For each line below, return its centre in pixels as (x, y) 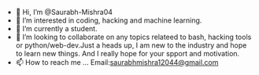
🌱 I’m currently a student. (56, 29)
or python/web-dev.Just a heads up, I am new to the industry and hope (131, 45)
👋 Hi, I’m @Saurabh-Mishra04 (64, 12)
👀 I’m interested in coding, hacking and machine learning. (109, 20)
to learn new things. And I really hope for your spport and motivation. (128, 54)
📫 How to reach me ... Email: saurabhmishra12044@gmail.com (117, 62)
